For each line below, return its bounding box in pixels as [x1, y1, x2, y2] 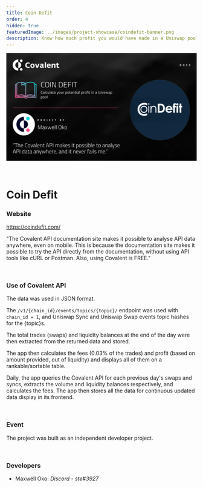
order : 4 [6, 16, 28, 22]
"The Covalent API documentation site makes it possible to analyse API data [6, 235, 195, 243]
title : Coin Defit [6, 10, 53, 16]
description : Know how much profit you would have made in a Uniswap [6, 35, 185, 42]
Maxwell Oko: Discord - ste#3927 [14, 475, 99, 482]
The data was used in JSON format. [6, 295, 95, 303]
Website [6, 209, 31, 218]
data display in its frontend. [6, 394, 74, 401]
